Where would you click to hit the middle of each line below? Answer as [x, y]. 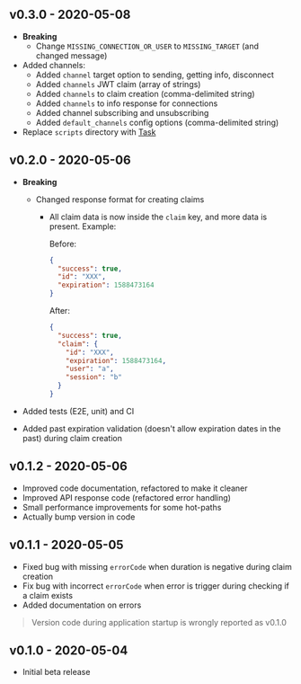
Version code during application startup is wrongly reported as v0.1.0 [159, 622]
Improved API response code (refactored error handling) [127, 497]
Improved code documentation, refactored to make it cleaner [135, 488]
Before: [63, 244]
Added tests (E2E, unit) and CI [78, 411]
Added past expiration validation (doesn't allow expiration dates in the [151, 428]
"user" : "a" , [90, 369]
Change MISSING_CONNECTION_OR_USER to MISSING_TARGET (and [147, 46]
